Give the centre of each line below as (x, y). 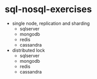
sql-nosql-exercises (48, 9)
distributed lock (28, 50)
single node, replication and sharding (51, 23)
